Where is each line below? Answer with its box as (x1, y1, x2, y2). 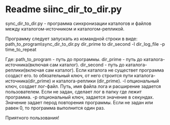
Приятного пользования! (5, 114, 60, 120)
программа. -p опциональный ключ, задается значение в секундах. (5, 94, 154, 100)
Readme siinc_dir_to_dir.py (5, 4, 122, 15)
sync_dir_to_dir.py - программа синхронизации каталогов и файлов (5, 20, 152, 26)
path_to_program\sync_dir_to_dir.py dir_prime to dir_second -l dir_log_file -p (5, 41, 165, 47)
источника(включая (5, 61, 48, 68)
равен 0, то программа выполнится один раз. (5, 105, 105, 111)
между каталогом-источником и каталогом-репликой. (5, 25, 125, 32)
